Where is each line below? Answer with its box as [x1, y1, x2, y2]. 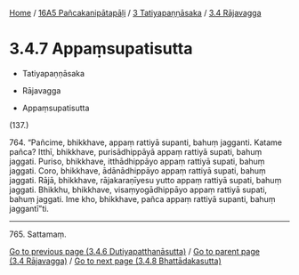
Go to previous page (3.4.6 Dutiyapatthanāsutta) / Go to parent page [9, 246, 261, 256]
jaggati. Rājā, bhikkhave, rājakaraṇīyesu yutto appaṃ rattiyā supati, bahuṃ [9, 174, 282, 185]
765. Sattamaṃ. [9, 229, 67, 239]
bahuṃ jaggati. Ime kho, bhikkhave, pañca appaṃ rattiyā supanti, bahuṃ [9, 193, 276, 204]
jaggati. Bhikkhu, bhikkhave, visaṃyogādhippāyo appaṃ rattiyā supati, [9, 184, 268, 195]
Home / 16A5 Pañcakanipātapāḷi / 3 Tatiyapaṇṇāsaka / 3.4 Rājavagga [9, 8, 262, 18]
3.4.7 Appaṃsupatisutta [9, 39, 193, 59]
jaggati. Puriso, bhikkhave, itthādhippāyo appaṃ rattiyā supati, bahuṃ [9, 156, 265, 166]
